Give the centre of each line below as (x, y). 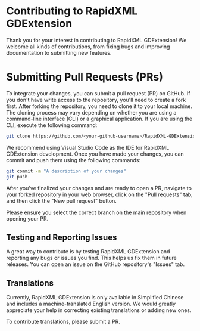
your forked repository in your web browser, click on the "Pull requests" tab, (99, 194)
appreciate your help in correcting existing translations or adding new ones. (99, 310)
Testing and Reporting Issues (62, 237)
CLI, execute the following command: (52, 125)
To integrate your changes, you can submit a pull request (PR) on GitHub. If (98, 93)
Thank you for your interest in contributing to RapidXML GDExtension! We (96, 40)
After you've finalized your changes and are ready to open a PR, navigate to (99, 188)
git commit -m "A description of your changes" (66, 171)
